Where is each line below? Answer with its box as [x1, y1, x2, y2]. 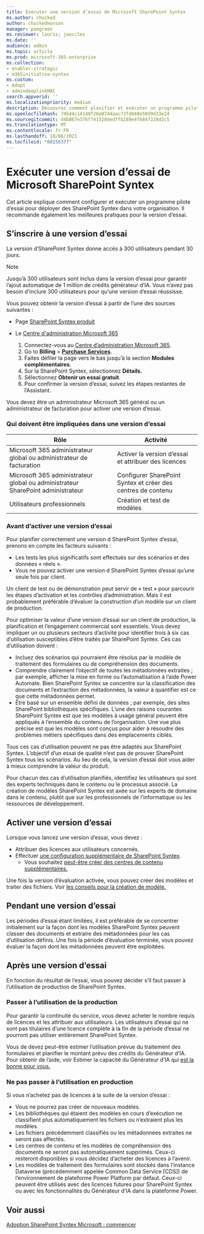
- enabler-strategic [6, 65, 59, 72]
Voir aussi [6, 1205, 45, 1215]
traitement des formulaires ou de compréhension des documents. [15, 660, 179, 667]
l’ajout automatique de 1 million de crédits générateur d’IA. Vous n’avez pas [6, 281, 193, 289]
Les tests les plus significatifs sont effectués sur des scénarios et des [15, 554, 189, 561]
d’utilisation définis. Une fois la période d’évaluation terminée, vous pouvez [6, 936, 194, 943]
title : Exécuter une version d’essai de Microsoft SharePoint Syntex [6, 9, 186, 15]
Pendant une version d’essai [6, 901, 116, 911]
